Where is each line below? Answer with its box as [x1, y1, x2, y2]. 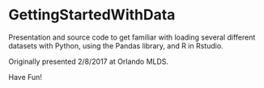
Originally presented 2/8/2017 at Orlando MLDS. [8, 57, 168, 66]
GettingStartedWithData [8, 6, 176, 24]
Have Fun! [8, 72, 43, 82]
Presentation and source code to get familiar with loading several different [8, 32, 256, 42]
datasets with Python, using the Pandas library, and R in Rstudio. [8, 40, 224, 50]
